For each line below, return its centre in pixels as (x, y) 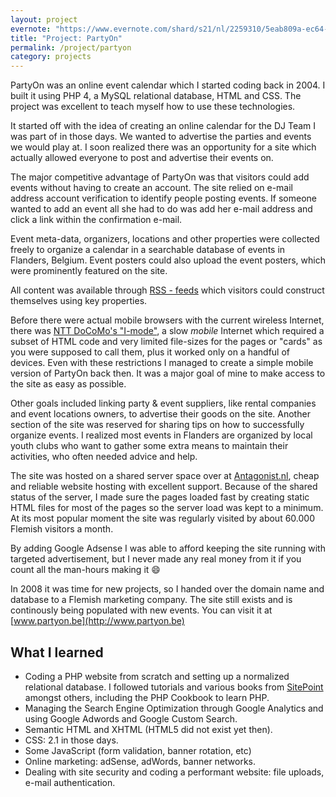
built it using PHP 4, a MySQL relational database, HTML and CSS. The (156, 96)
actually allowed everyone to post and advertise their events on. (142, 158)
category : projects (51, 57)
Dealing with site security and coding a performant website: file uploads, (174, 772)
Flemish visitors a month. (62, 529)
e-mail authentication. (70, 782)
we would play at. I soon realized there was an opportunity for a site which (163, 147)
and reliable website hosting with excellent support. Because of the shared (164, 487)
